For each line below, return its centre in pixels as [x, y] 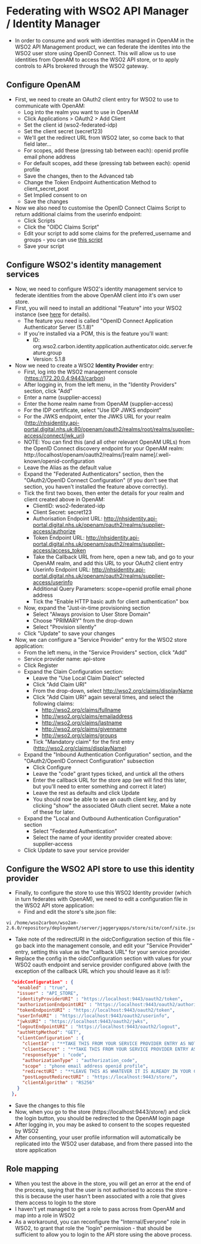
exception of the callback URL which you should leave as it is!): [92, 971]
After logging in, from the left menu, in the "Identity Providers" [100, 384]
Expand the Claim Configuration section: [74, 671]
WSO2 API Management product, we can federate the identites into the [102, 47]
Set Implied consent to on [55, 195]
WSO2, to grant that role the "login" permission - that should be [93, 1228]
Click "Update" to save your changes [69, 633]
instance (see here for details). [53, 314]
